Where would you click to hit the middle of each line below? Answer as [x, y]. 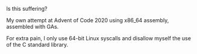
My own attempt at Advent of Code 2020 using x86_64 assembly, [88, 20]
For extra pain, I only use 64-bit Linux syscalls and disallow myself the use [99, 38]
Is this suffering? [27, 9]
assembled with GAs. [33, 27]
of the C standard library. [37, 45]
